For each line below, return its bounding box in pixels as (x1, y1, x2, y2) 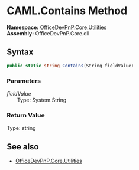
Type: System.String (17, 96, 67, 103)
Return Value (7, 111, 45, 119)
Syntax (7, 47, 34, 57)
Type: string (7, 125, 36, 132)
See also (7, 142, 39, 152)
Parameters (7, 77, 41, 85)
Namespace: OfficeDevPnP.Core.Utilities (7, 24, 107, 31)
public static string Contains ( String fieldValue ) (7, 63, 134, 68)
